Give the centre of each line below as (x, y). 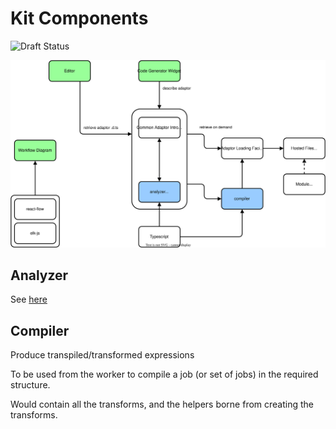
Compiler (40, 330)
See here (29, 299)
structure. (30, 385)
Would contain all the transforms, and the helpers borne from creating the (162, 404)
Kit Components (79, 18)
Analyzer (39, 275)
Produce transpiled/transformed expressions (102, 355)
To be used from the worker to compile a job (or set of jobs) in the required (164, 374)
